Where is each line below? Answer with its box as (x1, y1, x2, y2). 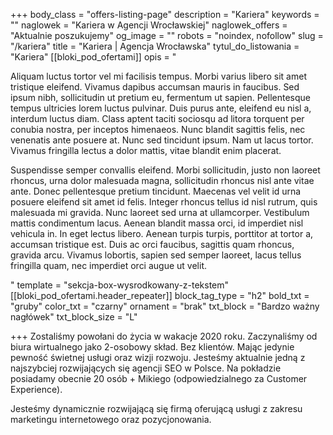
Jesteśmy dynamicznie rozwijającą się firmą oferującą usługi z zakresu (10, 403, 303, 414)
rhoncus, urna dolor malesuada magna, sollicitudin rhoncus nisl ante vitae (10, 175, 315, 186)
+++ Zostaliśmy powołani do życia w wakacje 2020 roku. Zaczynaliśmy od (10, 330, 318, 342)
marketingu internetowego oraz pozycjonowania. (10, 414, 212, 425)
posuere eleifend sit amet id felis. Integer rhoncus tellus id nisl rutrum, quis (10, 196, 318, 208)
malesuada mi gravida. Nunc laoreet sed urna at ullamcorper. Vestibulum (10, 207, 310, 218)
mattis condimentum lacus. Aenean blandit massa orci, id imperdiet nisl (10, 217, 304, 229)
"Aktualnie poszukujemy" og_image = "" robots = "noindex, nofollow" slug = (10, 30, 324, 41)
